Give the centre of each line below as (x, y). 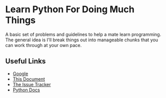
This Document (29, 79)
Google (20, 73)
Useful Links (26, 62)
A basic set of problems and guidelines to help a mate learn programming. (83, 34)
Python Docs (26, 90)
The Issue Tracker (32, 84)
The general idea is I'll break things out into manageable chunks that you (82, 40)
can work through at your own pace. (43, 45)
